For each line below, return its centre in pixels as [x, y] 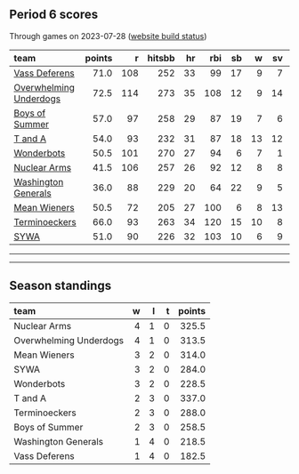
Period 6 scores [54, 15]
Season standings [61, 286]
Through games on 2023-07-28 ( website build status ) [108, 36]
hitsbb [161, 58]
